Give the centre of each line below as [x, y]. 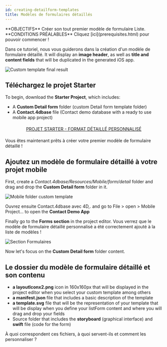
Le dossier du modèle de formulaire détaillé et [78, 267]
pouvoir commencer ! [27, 39]
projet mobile [26, 169]
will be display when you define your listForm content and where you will [87, 308]
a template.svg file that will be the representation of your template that [85, 303]
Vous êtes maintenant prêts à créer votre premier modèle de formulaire [78, 141]
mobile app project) [33, 118]
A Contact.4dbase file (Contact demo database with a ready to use [82, 112]
